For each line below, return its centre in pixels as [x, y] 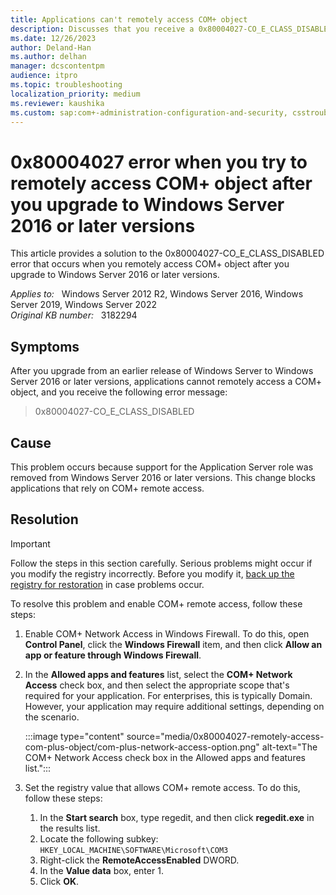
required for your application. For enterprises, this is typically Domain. [168, 695]
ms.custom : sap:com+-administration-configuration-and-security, [149, 112]
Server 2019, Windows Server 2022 [83, 305]
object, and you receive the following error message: [119, 392]
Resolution [44, 519]
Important [30, 543]
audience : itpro [44, 76]
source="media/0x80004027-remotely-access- [225, 736]
